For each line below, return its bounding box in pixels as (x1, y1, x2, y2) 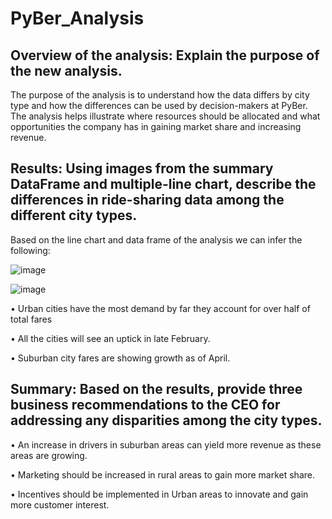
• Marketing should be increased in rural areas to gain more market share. (10, 468, 315, 481)
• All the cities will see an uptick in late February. (10, 332, 211, 344)
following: (10, 244, 51, 256)
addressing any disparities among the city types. (10, 412, 323, 429)
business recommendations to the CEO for (10, 397, 281, 414)
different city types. (10, 207, 138, 224)
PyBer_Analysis (10, 7, 145, 30)
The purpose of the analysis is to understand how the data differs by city (10, 89, 310, 101)
